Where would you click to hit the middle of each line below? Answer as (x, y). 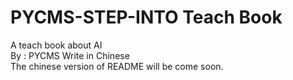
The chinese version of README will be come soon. (117, 66)
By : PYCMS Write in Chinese (70, 55)
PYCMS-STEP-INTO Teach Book (146, 17)
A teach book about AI (56, 45)
